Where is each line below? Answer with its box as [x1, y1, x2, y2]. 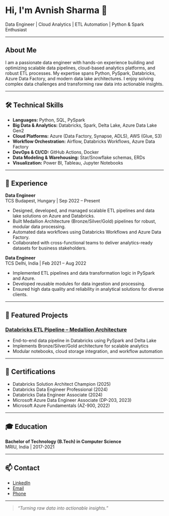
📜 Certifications [5, 368, 56, 376]
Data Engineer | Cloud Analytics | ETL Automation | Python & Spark [5, 21, 144, 27]
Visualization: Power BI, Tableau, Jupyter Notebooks [12, 160, 123, 166]
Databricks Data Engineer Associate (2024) [12, 391, 103, 398]
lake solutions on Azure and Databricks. [12, 213, 95, 219]
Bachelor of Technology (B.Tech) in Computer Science [5, 438, 122, 444]
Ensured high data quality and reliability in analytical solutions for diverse [12, 286, 164, 292]
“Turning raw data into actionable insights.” [17, 505, 109, 511]
